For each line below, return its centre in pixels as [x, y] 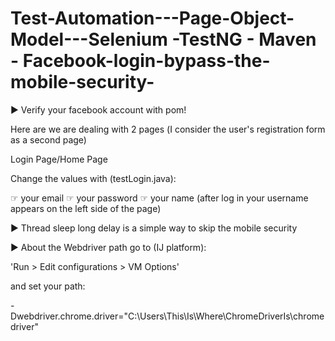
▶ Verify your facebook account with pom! [98, 109]
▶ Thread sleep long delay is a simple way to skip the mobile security [154, 228]
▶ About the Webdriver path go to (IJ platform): [108, 247]
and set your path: [48, 286]
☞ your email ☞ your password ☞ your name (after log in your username [159, 198]
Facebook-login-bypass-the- [146, 61]
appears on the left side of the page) [86, 208]
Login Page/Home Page [59, 159]
